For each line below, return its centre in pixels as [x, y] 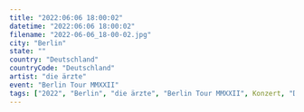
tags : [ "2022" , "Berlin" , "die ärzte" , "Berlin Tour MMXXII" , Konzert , [147, 93]
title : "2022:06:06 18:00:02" [66, 18]
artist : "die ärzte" [48, 77]
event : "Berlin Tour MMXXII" [64, 85]
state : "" [28, 51]
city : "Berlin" [38, 43]
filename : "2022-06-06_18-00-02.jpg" [81, 34]
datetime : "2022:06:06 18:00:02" [72, 26]
